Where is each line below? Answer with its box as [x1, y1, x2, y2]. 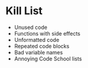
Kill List [5, 4, 43, 18]
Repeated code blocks [14, 43, 70, 50]
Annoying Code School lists [14, 55, 82, 62]
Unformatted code [14, 36, 60, 43]
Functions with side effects [14, 30, 81, 37]
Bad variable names [14, 48, 63, 56]
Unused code [14, 24, 48, 31]
